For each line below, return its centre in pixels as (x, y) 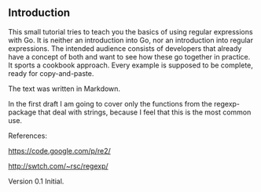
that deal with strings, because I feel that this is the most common (145, 112)
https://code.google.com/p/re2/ (60, 150)
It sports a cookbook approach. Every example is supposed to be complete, (131, 65)
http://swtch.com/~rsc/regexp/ (58, 166)
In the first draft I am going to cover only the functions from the (110, 103)
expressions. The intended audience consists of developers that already (125, 48)
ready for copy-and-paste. (51, 73)
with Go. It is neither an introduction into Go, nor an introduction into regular (131, 40)
